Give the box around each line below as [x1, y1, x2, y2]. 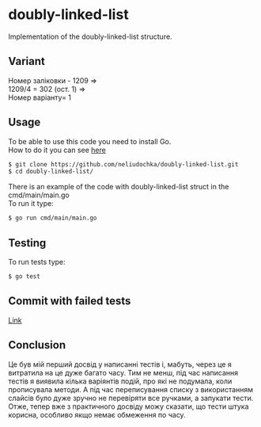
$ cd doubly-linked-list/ [8, 168, 93, 176]
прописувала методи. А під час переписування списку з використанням [8, 384, 254, 394]
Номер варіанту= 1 [8, 93, 72, 102]
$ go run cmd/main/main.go [8, 214, 97, 223]
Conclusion [8, 338, 66, 352]
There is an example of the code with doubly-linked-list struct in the [8, 182, 229, 192]
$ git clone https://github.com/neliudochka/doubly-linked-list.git [8, 160, 239, 168]
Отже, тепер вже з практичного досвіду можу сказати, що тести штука [8, 402, 249, 411]
